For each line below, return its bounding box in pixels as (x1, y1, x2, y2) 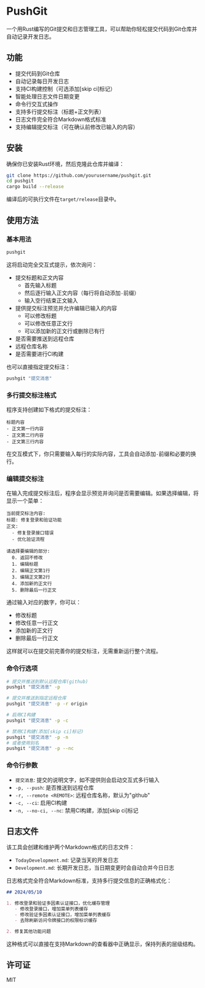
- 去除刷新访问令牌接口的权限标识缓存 (14, 917, 98, 923)
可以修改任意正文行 (24, 319, 73, 327)
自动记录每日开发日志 (15, 78, 69, 85)
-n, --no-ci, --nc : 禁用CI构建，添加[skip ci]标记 (15, 807, 139, 814)
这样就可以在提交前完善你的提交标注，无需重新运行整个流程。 (6, 647, 162, 655)
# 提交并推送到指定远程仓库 (6, 695, 67, 701)
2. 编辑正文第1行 (12, 568, 51, 574)
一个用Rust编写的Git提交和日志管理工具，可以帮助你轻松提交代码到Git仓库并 (6, 25, 198, 32)
